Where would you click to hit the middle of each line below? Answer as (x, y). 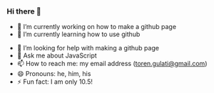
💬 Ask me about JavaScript (57, 55)
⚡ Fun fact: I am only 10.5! (55, 82)
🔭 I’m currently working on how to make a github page (96, 27)
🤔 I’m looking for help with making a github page (88, 48)
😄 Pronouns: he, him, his (54, 74)
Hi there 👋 (24, 11)
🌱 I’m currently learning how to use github (78, 34)
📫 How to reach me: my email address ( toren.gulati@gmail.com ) (112, 64)
